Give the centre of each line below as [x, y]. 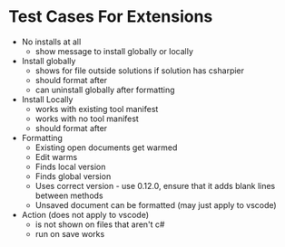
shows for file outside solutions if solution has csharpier [140, 71]
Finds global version [73, 176]
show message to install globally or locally [114, 51]
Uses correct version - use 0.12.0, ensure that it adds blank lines [155, 185]
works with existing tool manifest [97, 109]
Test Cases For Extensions [111, 17]
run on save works [70, 233]
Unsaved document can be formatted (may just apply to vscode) [156, 204]
